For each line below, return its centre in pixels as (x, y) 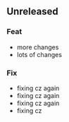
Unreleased (33, 12)
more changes (38, 47)
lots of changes (39, 54)
